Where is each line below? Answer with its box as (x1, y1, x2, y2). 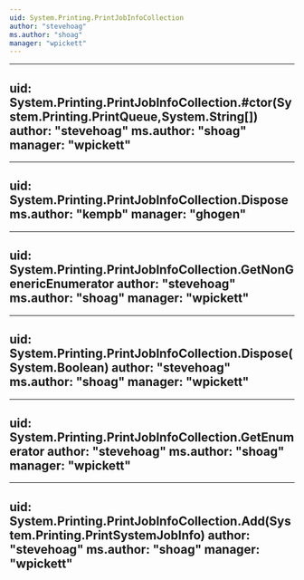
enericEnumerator (9, 276, 115, 292)
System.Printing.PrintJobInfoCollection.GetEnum (9, 430, 295, 445)
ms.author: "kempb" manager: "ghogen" (9, 207, 247, 222)
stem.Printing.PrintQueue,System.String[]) (9, 109, 259, 124)
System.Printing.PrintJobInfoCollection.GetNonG (9, 262, 294, 277)
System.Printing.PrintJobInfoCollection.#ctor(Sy (9, 94, 292, 110)
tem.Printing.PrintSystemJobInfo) (9, 527, 205, 543)
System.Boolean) (9, 360, 109, 376)
